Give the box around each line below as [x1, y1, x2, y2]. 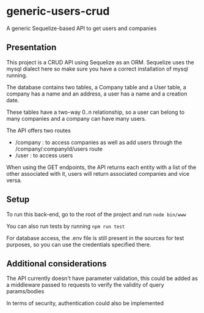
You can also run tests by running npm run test [6, 222, 125, 230]
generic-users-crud [6, 4, 110, 18]
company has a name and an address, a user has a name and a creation [6, 90, 188, 97]
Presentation [6, 42, 57, 53]
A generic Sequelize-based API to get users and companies [6, 25, 157, 32]
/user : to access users [15, 151, 73, 159]
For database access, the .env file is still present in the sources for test [6, 234, 184, 241]
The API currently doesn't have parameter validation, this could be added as [6, 274, 199, 282]
